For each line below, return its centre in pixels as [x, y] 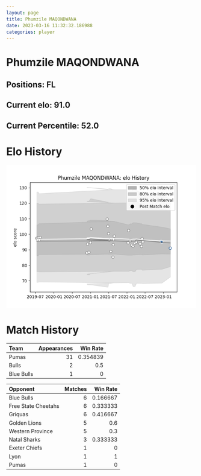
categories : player [31, 32]
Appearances [56, 348]
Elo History [34, 151]
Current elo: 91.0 [38, 105]
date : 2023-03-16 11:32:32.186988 [50, 25]
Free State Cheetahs [34, 406]
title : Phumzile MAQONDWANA [42, 19]
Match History [43, 330]
